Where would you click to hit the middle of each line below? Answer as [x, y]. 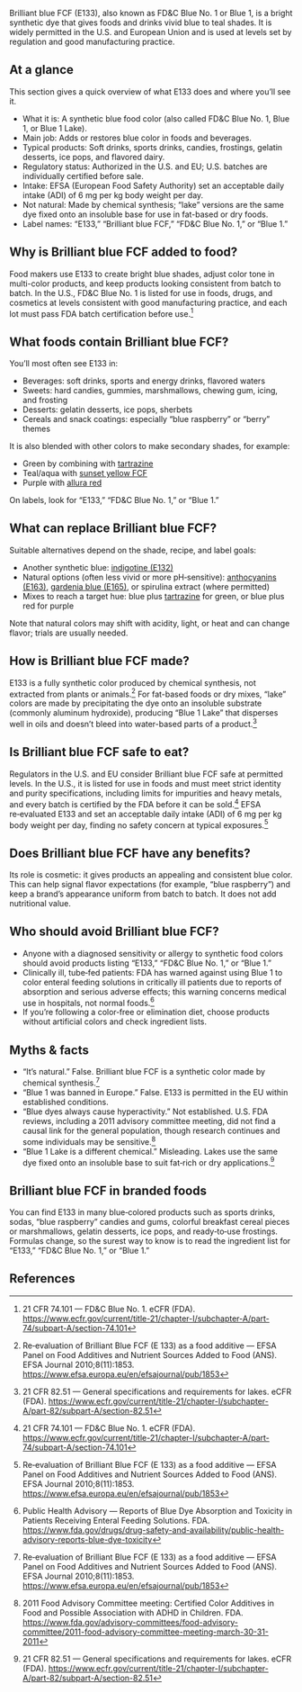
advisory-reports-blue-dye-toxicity [87, 1539]
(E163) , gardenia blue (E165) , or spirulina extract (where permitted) [146, 586]
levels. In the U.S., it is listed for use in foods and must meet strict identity [145, 783]
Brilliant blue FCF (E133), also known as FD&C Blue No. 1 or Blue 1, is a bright [151, 13]
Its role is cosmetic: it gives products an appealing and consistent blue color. [151, 874]
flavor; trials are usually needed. [69, 633]
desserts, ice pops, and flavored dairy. [93, 157]
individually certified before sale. [83, 175]
